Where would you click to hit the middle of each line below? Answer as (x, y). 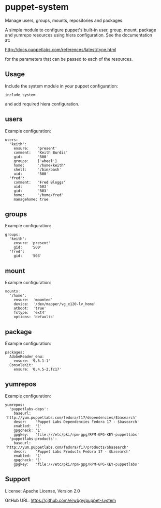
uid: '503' (31, 186)
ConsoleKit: (22, 365)
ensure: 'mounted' (33, 300)
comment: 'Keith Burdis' (41, 152)
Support (18, 479)
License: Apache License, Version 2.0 (43, 491)
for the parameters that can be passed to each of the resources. (69, 59)
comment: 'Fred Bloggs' (40, 182)
